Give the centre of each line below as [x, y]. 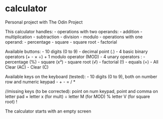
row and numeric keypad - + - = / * [40, 82]
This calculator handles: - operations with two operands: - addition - [74, 31]
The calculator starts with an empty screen [48, 111]
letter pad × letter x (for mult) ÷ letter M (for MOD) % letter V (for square [78, 96]
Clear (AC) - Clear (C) [27, 67]
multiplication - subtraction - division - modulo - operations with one [74, 37]
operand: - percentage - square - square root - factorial [61, 42]
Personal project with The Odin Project [44, 22]
